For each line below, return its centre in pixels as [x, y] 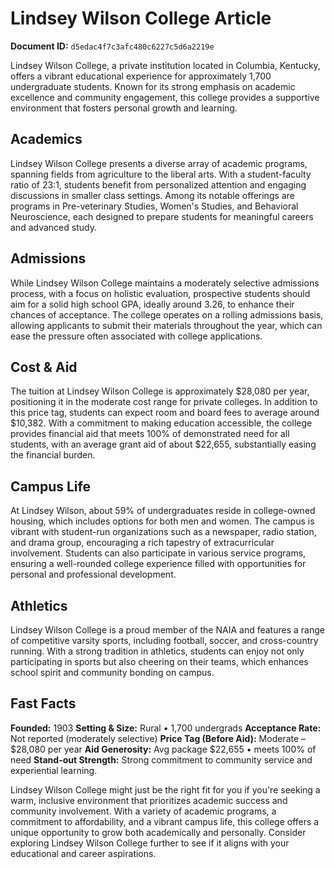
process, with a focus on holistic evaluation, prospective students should [160, 293]
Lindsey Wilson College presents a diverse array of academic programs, [159, 163]
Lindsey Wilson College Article [141, 18]
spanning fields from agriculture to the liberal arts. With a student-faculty [161, 174]
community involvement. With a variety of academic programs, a [143, 811]
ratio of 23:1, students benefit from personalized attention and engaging [158, 184]
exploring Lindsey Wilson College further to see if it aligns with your [150, 843]
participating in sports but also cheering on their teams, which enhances [159, 661]
